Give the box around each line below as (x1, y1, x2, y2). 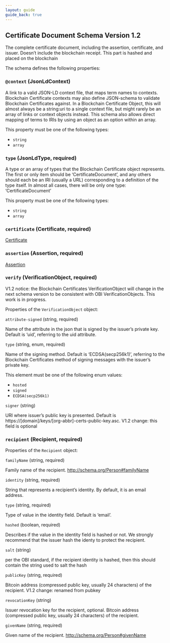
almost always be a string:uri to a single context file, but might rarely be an (5, 105, 161, 112)
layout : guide (5, 7, 36, 13)
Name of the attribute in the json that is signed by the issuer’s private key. (5, 326, 159, 332)
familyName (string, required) (5, 457, 65, 463)
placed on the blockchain (5, 55, 58, 62)
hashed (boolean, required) (5, 522, 61, 528)
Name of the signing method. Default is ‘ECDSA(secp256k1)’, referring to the (5, 351, 165, 357)
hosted (12, 382, 27, 387)
